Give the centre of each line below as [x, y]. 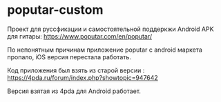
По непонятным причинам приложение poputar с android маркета [105, 50]
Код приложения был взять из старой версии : [76, 70]
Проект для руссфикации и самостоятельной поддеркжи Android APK [110, 29]
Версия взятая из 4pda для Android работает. [74, 91]
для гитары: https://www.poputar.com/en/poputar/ [80, 36]
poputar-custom [55, 10]
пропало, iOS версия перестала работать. [69, 57]
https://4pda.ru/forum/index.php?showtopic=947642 [83, 77]
